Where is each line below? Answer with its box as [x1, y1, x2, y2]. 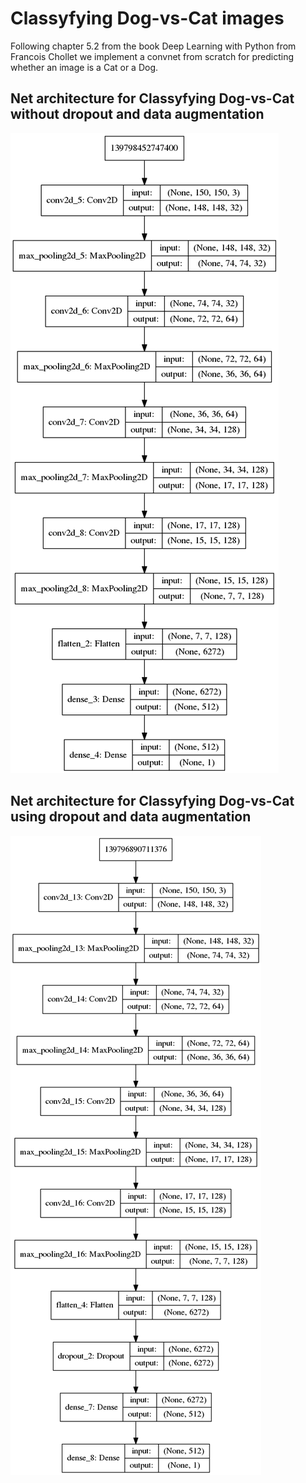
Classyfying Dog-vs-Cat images [10, 7, 285, 30]
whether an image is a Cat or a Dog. [10, 61, 159, 73]
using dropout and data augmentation [10, 808, 252, 826]
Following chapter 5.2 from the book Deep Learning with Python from [10, 40, 297, 52]
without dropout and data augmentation [10, 106, 265, 123]
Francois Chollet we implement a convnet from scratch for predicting [10, 50, 295, 62]
